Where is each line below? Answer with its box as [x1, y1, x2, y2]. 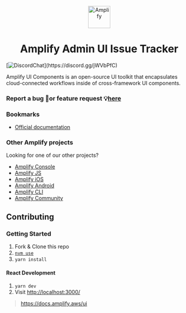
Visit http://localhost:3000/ [14, 289, 81, 296]
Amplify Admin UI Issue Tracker [19, 42, 179, 56]
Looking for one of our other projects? [6, 151, 99, 159]
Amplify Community [14, 195, 63, 202]
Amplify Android [14, 182, 54, 189]
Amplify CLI [14, 188, 43, 195]
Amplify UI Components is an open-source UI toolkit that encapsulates [6, 73, 178, 80]
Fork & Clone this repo [14, 243, 70, 250]
